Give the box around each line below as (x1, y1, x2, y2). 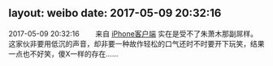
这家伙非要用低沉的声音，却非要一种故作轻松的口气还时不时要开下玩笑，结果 (8, 39, 265, 48)
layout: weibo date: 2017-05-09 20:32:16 (8, 6, 222, 20)
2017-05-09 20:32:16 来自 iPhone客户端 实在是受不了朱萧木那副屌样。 (8, 28, 258, 39)
